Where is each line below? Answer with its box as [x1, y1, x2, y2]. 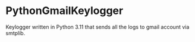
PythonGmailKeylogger [5, 4, 124, 17]
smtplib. [5, 29, 26, 36]
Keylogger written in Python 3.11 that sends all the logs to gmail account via [5, 23, 190, 30]
